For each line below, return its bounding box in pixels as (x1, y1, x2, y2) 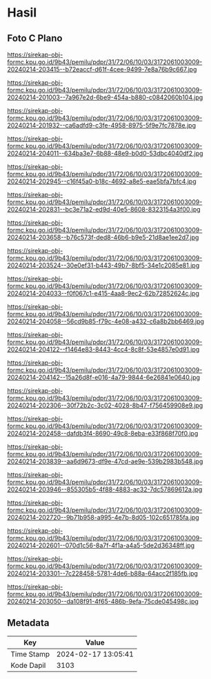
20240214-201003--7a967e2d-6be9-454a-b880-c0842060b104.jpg (7, 93, 203, 101)
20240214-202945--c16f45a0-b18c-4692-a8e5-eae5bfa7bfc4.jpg (7, 177, 197, 185)
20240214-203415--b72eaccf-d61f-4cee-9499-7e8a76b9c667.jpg (7, 65, 197, 73)
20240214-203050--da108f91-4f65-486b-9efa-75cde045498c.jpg (7, 598, 199, 605)
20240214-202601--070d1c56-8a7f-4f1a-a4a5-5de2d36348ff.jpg (7, 541, 195, 549)
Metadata (7, 617, 50, 629)
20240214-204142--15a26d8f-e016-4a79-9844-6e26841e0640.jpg (7, 374, 201, 381)
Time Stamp (10, 649, 50, 659)
